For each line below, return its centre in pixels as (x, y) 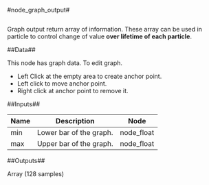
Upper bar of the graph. (75, 144)
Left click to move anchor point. (62, 84)
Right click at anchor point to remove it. (73, 91)
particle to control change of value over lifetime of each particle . (100, 36)
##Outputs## (26, 161)
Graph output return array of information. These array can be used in (105, 29)
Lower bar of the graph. (75, 133)
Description (75, 121)
